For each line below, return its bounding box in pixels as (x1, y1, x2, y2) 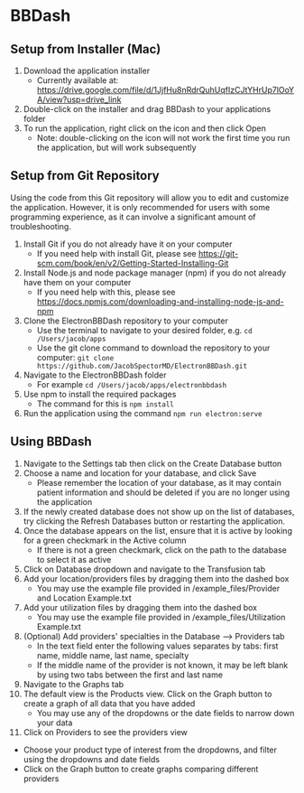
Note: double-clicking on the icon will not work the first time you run (36, 133, 290, 143)
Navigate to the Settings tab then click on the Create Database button (23, 458, 282, 469)
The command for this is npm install (36, 398, 174, 409)
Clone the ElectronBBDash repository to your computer (23, 315, 228, 326)
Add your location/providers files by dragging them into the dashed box (23, 573, 290, 583)
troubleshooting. (10, 220, 71, 231)
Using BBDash (10, 434, 93, 450)
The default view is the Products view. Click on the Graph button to (23, 688, 272, 699)
